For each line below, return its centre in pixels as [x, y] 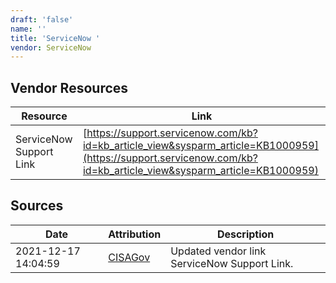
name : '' [28, 29]
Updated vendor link [218, 251]
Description [245, 234]
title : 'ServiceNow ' [55, 38]
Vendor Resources [69, 87]
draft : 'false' [42, 19]
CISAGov [129, 257]
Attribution [135, 234]
